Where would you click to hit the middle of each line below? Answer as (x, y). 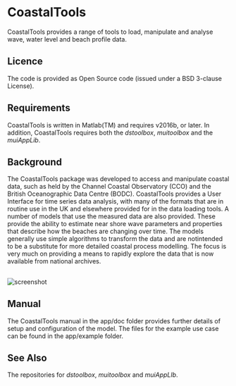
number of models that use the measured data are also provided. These (112, 216)
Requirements (39, 108)
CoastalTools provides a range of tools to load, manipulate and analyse (110, 32)
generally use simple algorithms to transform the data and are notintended (115, 239)
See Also (27, 357)
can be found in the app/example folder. (66, 336)
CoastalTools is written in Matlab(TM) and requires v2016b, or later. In (108, 125)
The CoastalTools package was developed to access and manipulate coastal (118, 179)
